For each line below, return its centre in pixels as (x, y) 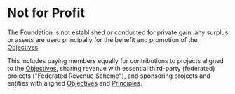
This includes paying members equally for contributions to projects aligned (115, 60)
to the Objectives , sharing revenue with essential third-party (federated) (111, 68)
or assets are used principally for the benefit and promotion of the (102, 39)
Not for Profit (46, 13)
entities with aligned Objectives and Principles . (75, 83)
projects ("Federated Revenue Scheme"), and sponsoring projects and (109, 76)
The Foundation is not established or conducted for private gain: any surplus (118, 32)
